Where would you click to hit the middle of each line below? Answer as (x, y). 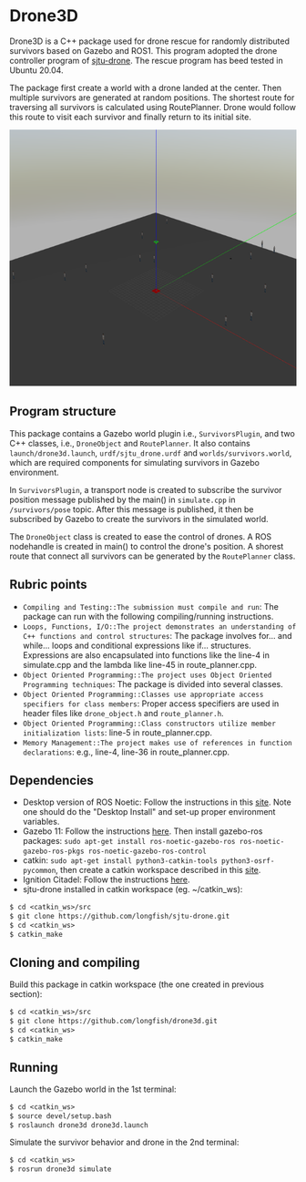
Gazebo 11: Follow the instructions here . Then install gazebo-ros (143, 831)
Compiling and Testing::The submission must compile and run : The (151, 606)
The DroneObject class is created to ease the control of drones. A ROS (141, 536)
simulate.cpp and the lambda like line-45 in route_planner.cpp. (140, 664)
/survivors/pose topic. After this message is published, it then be (132, 509)
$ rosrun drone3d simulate (61, 1169)
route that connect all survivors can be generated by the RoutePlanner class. (153, 556)
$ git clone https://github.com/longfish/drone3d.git (114, 1022)
